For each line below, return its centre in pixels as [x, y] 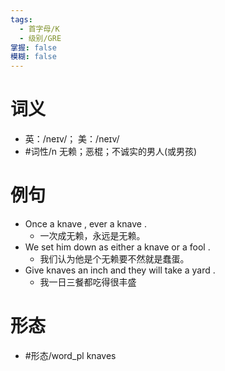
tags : [21, 19]
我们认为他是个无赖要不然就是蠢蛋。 [114, 259]
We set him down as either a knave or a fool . [117, 247]
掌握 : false [33, 47]
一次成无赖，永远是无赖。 [92, 235]
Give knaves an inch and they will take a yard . [120, 270]
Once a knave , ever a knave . [85, 224]
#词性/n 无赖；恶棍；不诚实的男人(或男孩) [111, 152]
